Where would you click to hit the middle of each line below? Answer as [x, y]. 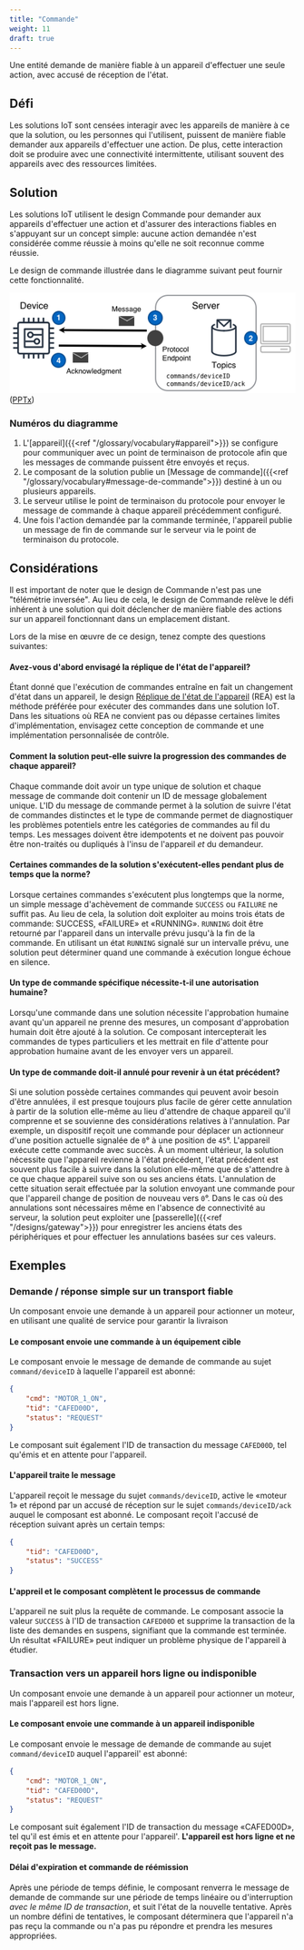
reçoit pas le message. [53, 1847]
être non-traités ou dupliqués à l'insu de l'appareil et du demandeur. [137, 843]
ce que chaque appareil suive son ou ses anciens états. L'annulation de [143, 1179]
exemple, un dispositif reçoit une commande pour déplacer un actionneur [147, 1131]
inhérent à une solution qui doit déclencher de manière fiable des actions [146, 609]
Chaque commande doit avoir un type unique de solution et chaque [135, 786]
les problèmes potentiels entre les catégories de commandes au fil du [140, 824]
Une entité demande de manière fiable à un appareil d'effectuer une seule [147, 65]
